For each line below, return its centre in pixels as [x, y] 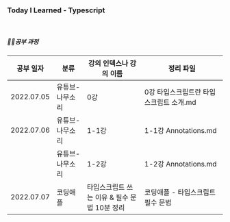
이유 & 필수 [112, 197]
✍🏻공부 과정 [23, 41]
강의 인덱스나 [108, 64]
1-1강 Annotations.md [180, 131]
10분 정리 [110, 208]
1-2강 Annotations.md [180, 164]
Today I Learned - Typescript [56, 10]
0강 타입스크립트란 [173, 92]
